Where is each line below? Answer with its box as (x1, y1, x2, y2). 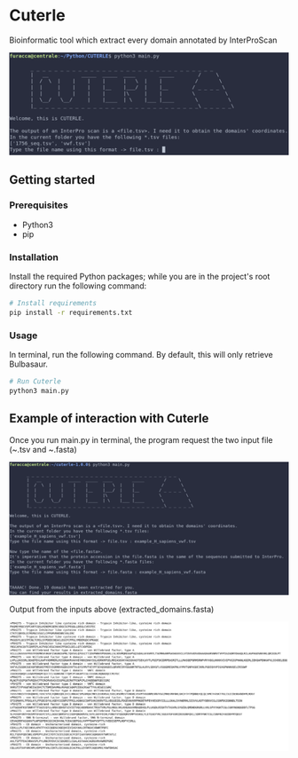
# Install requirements (9, 298, 98, 307)
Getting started (9, 172, 96, 187)
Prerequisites (9, 199, 68, 211)
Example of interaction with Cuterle (9, 411, 209, 426)
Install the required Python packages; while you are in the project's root (9, 271, 271, 281)
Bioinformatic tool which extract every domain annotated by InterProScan (9, 35, 278, 45)
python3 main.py (9, 386, 69, 395)
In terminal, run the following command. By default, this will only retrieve (9, 350, 273, 360)
